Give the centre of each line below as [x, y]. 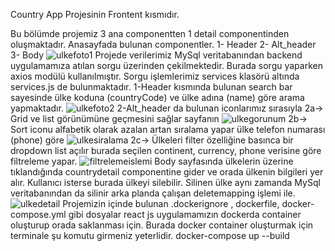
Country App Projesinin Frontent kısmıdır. [95, 14]
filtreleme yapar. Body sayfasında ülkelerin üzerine [152, 161]
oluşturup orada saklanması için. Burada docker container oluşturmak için [162, 225]
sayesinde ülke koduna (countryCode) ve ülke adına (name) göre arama [157, 97]
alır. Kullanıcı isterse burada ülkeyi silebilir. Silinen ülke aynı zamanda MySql [165, 182]
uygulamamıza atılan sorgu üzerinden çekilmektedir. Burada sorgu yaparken [166, 65]
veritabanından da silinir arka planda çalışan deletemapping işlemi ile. [153, 193]
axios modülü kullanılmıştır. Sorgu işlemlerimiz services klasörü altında [155, 76]
